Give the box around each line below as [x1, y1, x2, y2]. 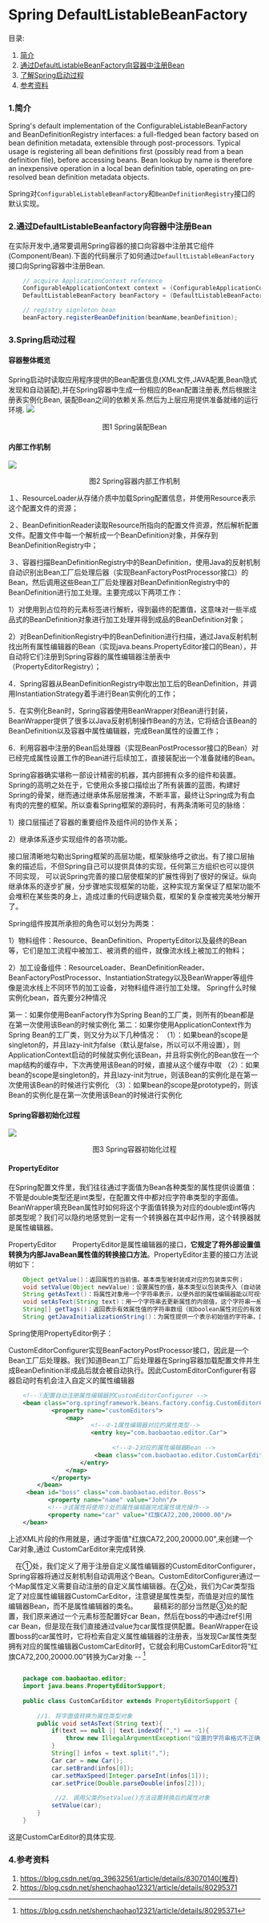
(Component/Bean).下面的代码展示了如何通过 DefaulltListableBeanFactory [8, 250, 255, 260]
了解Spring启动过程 [19, 70, 85, 79]
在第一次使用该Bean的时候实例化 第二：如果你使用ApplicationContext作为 [8, 1020, 252, 1030]
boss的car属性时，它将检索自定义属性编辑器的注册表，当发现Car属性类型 [14, 1631, 258, 1640]
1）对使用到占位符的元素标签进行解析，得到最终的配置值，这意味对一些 [8, 604, 243, 615]
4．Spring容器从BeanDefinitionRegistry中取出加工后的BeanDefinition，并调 [8, 679, 257, 689]
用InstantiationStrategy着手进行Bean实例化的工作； [8, 689, 179, 699]
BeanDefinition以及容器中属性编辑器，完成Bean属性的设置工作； [8, 726, 222, 736]
